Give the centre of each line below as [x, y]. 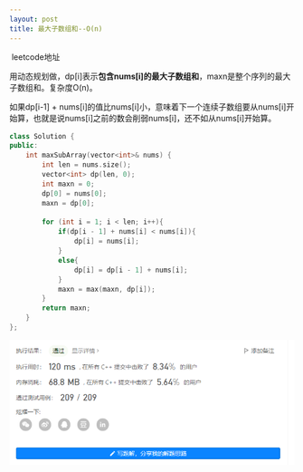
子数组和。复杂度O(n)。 [53, 87]
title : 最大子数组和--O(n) [56, 29]
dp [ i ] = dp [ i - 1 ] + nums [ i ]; [131, 270]
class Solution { [42, 136]
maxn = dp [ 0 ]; [68, 203]
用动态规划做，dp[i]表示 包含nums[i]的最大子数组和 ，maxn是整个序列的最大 [150, 76]
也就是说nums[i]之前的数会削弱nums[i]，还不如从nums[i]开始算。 [155, 118]
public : [24, 146]
